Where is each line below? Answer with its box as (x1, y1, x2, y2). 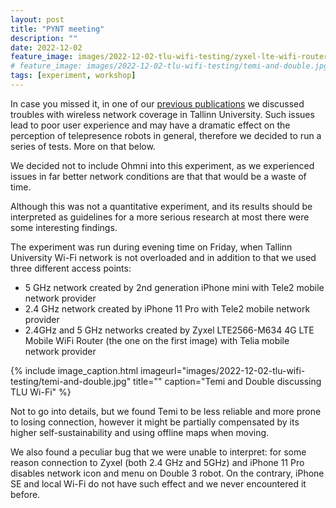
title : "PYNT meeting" (10, 24, 105, 34)
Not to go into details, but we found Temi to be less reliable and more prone (10, 405, 322, 417)
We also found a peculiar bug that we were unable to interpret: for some (10, 446, 307, 458)
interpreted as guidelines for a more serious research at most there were (10, 211, 310, 223)
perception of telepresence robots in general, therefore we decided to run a (10, 129, 322, 141)
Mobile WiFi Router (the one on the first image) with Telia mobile (24, 334, 290, 346)
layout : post (10, 14, 65, 25)
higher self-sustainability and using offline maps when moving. (10, 426, 270, 438)
